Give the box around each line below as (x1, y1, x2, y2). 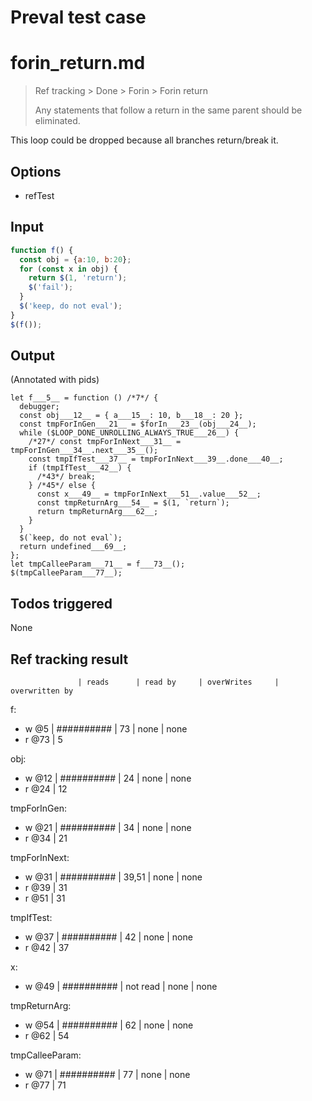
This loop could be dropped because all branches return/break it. (10, 134, 279, 146)
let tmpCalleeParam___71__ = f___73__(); (10, 559, 186, 570)
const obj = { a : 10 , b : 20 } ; (19, 254, 132, 265)
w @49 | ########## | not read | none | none (24, 981, 218, 993)
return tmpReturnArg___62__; (36, 507, 159, 517)
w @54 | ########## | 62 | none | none (24, 1019, 194, 1031)
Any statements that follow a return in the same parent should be (34, 104, 303, 116)
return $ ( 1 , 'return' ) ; (28, 273, 128, 283)
